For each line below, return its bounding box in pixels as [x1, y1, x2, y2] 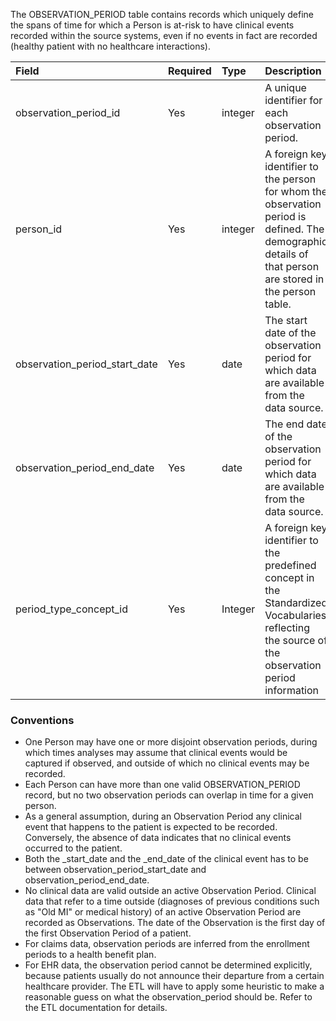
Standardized [264, 596, 328, 609]
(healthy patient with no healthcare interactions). [10, 40, 211, 52]
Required [167, 64, 212, 78]
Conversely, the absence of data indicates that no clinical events [24, 832, 292, 844]
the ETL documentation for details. [24, 1002, 168, 1014]
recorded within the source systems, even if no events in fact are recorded [10, 30, 318, 41]
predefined [264, 559, 317, 572]
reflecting [264, 621, 310, 634]
